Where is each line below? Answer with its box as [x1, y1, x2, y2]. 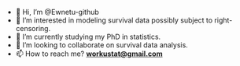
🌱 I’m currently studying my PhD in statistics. [15, 32, 161, 41]
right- [214, 16, 233, 25]
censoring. [15, 24, 51, 33]
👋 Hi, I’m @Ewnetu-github [15, 8, 100, 16]
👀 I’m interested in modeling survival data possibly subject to [15, 16, 213, 25]
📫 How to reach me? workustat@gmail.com [15, 49, 163, 58]
